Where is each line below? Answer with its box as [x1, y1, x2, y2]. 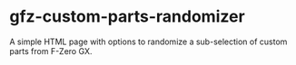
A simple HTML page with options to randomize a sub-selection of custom [9, 36, 288, 47]
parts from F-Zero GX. [9, 45, 93, 56]
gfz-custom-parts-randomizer [9, 6, 245, 27]
